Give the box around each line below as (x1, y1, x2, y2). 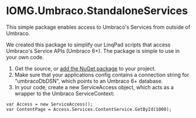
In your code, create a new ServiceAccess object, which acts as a (14, 83, 174, 90)
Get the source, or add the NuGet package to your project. (14, 65, 156, 72)
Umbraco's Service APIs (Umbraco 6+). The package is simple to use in (6, 47, 180, 54)
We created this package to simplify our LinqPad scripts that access (6, 41, 171, 48)
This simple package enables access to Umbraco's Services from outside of (6, 23, 191, 31)
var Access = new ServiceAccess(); (6, 101, 93, 107)
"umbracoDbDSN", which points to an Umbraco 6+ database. (14, 77, 163, 85)
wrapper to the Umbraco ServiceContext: (14, 90, 115, 97)
